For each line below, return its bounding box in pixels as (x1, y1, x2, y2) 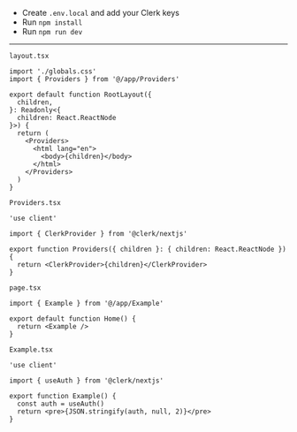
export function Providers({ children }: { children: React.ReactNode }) (9, 245, 287, 254)
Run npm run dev (21, 27, 83, 36)
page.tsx (9, 284, 42, 292)
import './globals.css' (9, 67, 97, 76)
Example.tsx (9, 345, 53, 354)
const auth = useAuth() (17, 399, 104, 408)
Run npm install (21, 17, 83, 27)
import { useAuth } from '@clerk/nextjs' (9, 376, 164, 385)
